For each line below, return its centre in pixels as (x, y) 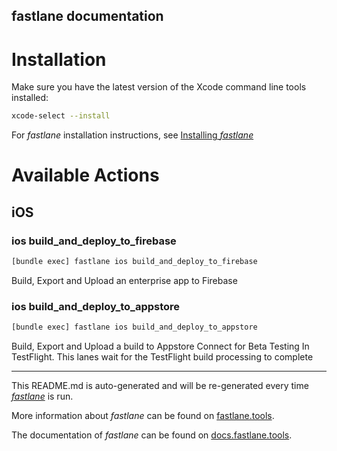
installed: (30, 98)
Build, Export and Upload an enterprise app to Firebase (124, 280)
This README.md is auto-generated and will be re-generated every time (160, 386)
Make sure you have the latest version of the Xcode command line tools (159, 87)
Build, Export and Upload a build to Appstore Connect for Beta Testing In (160, 346)
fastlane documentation (87, 16)
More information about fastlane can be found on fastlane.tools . (143, 416)
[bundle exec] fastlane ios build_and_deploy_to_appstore (134, 327)
